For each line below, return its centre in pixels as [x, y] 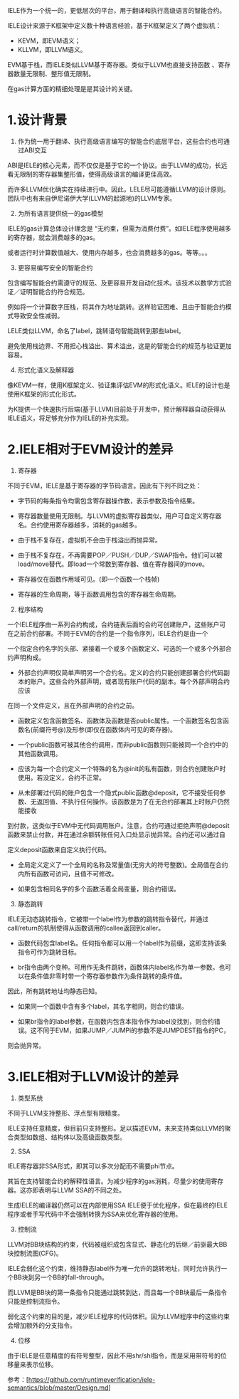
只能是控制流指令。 [36, 1301]
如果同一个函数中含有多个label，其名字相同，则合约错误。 [103, 1006]
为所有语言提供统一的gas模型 [60, 213]
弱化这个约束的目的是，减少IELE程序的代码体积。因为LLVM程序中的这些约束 [118, 1316]
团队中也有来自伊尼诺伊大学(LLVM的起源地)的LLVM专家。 [92, 198]
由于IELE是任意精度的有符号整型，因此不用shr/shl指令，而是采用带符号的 [114, 1356]
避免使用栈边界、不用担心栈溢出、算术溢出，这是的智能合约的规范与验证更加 [119, 346]
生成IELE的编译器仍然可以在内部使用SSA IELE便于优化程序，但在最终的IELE [118, 1205]
